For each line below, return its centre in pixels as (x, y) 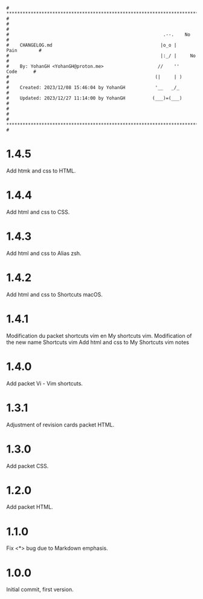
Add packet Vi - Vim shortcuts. (45, 383)
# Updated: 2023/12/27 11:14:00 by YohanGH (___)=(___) (94, 98)
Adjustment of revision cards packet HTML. (60, 425)
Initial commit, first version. (40, 589)
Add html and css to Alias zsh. (44, 253)
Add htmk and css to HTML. (41, 170)
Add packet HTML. (30, 507)
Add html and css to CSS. (38, 212)
